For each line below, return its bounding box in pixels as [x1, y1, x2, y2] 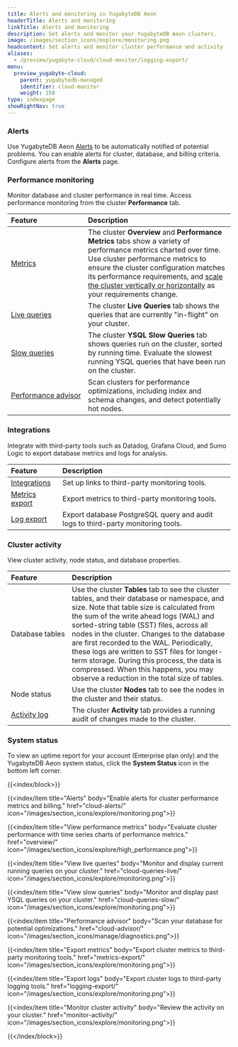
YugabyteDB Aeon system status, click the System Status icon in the [7, 759, 209, 768]
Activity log [11, 710, 49, 720]
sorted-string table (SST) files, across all [72, 620, 208, 630]
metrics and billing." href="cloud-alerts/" [7, 802, 126, 810]
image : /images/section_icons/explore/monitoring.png [7, 37, 170, 44]
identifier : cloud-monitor [20, 83, 100, 90]
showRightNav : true [7, 103, 65, 110]
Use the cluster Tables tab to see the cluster [72, 585, 220, 594]
